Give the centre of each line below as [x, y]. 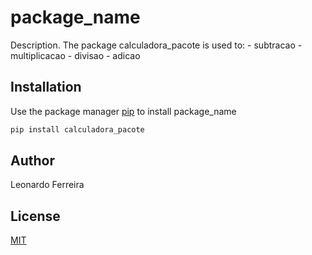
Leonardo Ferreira [47, 185]
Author [32, 161]
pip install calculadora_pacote [77, 129]
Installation [46, 87]
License [35, 216]
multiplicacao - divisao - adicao [75, 55]
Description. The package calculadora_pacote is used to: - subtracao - [156, 45]
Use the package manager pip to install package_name [123, 111]
